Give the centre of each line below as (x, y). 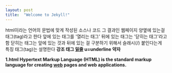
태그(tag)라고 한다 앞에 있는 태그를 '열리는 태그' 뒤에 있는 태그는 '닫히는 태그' (82, 36)
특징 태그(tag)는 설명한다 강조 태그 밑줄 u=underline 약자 (63, 49)
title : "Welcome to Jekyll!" (38, 15)
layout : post (19, 10)
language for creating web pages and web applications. (66, 65)
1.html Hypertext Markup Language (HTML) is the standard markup (79, 59)
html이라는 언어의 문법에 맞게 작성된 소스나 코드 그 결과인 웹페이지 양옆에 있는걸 (85, 30)
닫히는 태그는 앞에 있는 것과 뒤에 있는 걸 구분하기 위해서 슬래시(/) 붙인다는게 (86, 43)
